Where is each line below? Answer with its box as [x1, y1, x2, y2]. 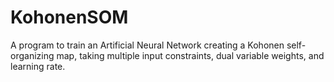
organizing [10, 49, 55, 61]
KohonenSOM [10, 6, 129, 29]
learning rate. [10, 60, 66, 72]
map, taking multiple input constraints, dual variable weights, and [56, 49, 325, 61]
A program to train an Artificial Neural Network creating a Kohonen [10, 39, 285, 51]
